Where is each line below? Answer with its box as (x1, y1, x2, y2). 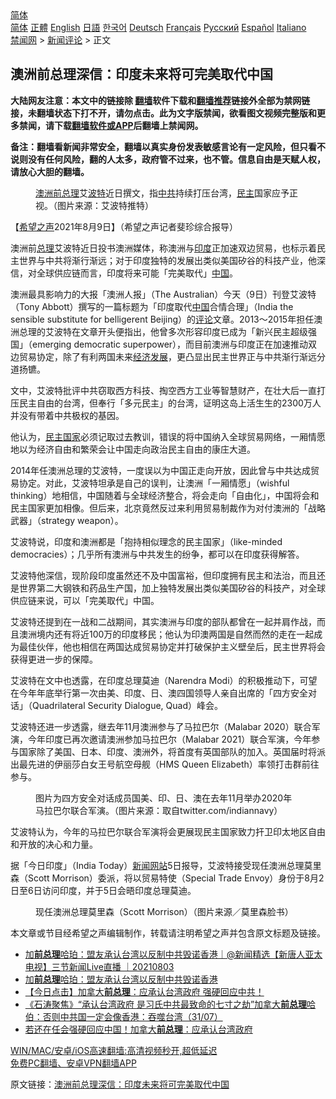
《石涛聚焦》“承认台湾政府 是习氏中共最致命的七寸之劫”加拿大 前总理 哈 (24, 998, 317, 1010)
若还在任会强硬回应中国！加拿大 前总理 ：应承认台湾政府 (24, 1023, 253, 1035)
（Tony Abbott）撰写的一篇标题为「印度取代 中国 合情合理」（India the (10, 300, 294, 312)
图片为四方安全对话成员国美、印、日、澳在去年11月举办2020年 (35, 792, 293, 804)
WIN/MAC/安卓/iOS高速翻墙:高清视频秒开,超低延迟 (10, 1044, 218, 1056)
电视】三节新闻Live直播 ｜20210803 (24, 960, 175, 972)
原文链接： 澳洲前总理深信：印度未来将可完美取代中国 (10, 1078, 230, 1090)
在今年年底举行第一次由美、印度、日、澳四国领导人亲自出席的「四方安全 (10, 687, 308, 699)
